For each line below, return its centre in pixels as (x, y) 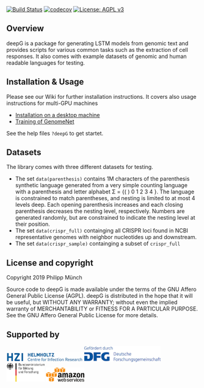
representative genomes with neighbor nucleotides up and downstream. (106, 237)
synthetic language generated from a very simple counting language (101, 185)
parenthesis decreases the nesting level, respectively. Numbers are (100, 211)
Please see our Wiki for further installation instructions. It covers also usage (101, 96)
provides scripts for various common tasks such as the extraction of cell (97, 49)
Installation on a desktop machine (57, 115)
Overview (25, 28)
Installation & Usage (45, 82)
